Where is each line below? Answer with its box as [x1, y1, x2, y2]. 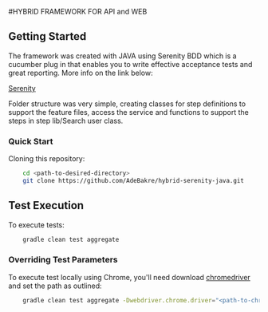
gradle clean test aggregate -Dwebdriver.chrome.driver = [22, 296, 216, 304]
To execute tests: [8, 219, 65, 230]
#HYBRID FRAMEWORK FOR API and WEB [8, 7, 148, 16]
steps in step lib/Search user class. [8, 116, 124, 125]
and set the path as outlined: [8, 281, 102, 290]
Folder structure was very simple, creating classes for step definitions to [8, 99, 246, 109]
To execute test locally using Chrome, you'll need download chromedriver [8, 272, 251, 282]
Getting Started [8, 30, 87, 43]
